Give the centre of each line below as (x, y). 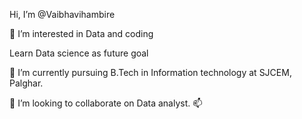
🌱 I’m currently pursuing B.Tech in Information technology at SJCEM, (150, 72)
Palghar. (26, 83)
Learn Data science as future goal (79, 53)
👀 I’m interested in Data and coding (81, 33)
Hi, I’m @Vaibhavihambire (62, 14)
